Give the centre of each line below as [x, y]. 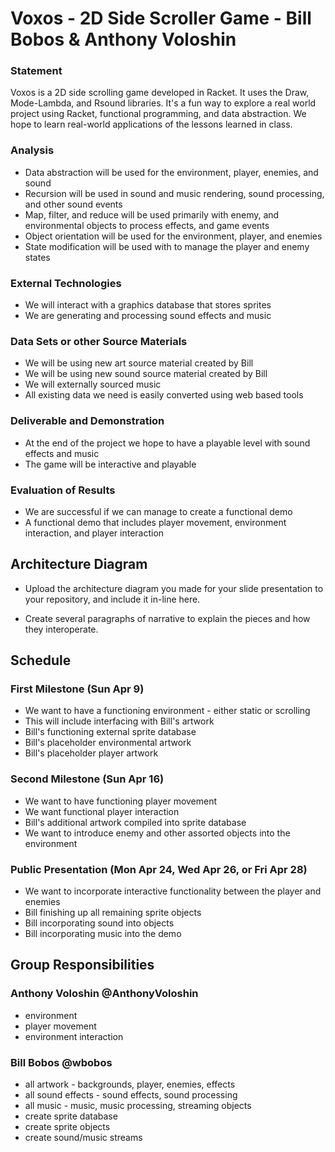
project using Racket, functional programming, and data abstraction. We [158, 114]
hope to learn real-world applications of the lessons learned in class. [151, 124]
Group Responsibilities [82, 965]
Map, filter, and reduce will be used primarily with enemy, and [152, 214]
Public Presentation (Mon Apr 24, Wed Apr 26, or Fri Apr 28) [159, 869]
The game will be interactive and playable [110, 464]
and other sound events [73, 204]
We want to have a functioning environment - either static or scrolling [167, 711]
